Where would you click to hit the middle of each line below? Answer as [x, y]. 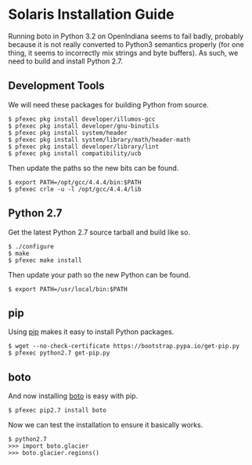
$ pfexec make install [45, 260]
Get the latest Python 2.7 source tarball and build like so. [99, 232]
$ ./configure [31, 246]
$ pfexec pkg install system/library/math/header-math [99, 140]
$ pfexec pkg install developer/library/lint [83, 147]
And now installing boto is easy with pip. [73, 396]
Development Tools [56, 86]
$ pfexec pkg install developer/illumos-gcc [82, 119]
